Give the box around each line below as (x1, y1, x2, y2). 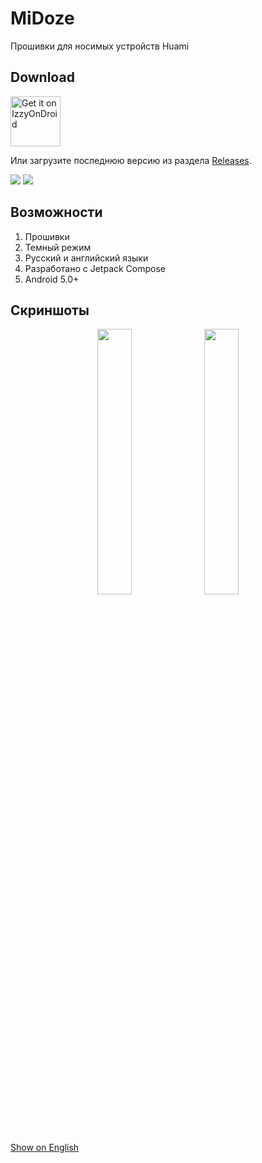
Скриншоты (10, 302, 90, 319)
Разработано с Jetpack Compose (24, 262, 167, 274)
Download (10, 69, 75, 86)
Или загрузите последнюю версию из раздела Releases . (10, 154, 252, 166)
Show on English (10, 1142, 80, 1154)
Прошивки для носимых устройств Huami (10, 40, 190, 52)
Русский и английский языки (24, 252, 149, 264)
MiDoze (10, 7, 75, 30)
